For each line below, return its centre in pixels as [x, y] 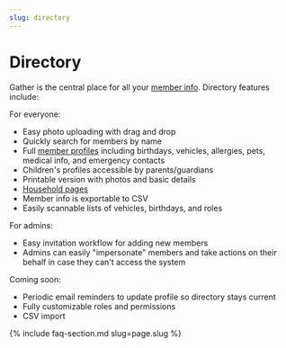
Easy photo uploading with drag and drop [99, 131]
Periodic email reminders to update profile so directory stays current [149, 297]
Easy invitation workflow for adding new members [115, 243]
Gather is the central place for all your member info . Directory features [139, 87]
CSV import [44, 316]
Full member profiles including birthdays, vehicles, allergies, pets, [143, 150]
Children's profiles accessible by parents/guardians [118, 170]
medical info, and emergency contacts [94, 160]
